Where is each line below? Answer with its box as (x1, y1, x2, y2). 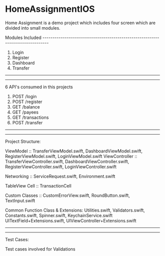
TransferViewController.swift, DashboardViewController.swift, (5, 158, 129, 164)
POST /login (12, 93, 37, 99)
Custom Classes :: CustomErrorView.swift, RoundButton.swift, (5, 192, 130, 198)
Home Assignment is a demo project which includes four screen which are (5, 20, 156, 26)
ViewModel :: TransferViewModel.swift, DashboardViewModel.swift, (5, 148, 143, 154)
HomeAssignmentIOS (5, 3, 95, 15)
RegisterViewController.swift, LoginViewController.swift (5, 164, 117, 170)
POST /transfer (12, 119, 43, 125)
